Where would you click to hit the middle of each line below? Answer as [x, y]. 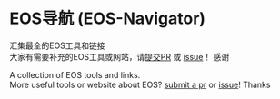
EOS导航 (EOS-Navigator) [108, 19]
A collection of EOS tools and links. [75, 74]
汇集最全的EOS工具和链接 [58, 45]
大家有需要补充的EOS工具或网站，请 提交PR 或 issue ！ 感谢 [120, 56]
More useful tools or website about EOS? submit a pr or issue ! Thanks [140, 84]
